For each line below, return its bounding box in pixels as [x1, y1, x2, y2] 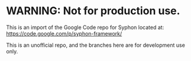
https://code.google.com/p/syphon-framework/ [6, 30, 122, 37]
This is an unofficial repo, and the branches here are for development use [6, 41, 185, 49]
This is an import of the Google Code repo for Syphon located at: [6, 24, 164, 31]
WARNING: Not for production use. [6, 4, 180, 18]
